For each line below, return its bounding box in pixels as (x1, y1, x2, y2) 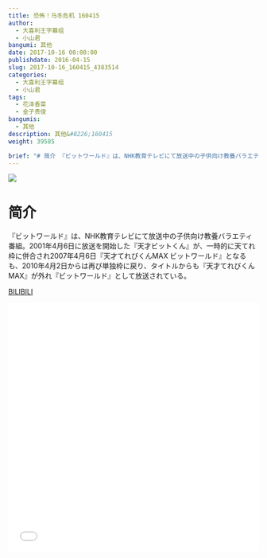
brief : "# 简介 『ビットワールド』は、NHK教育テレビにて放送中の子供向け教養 (8, 152, 236, 160)
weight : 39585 (8, 137, 56, 146)
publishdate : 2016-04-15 (8, 57, 91, 64)
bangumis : (8, 115, 41, 123)
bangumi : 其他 (8, 41, 53, 49)
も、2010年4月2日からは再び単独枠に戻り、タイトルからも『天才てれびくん (8, 261, 256, 271)
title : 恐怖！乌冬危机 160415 (8, 11, 100, 20)
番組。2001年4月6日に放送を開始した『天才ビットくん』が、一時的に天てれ (8, 241, 256, 251)
